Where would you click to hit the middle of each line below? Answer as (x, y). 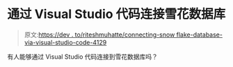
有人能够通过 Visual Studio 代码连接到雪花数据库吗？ (82, 57)
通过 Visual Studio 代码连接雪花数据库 (116, 14)
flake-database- (199, 35)
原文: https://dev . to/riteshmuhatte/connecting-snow (99, 35)
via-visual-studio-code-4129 (65, 42)
